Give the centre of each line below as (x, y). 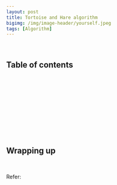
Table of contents (40, 65)
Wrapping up (31, 150)
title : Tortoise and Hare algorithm (52, 17)
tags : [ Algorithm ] (29, 29)
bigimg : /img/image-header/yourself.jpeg (59, 23)
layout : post (22, 12)
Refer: (14, 177)
